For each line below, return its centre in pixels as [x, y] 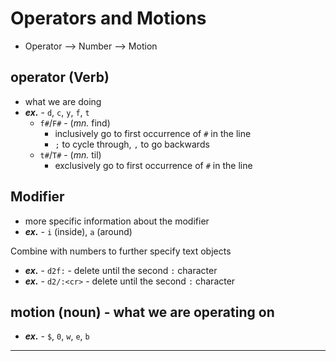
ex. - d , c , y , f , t [57, 112]
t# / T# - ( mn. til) [70, 154]
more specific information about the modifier [117, 221]
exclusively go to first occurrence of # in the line [153, 165]
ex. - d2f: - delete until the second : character [121, 270]
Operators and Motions [108, 18]
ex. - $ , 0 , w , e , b [57, 336]
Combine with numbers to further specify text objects [121, 251]
